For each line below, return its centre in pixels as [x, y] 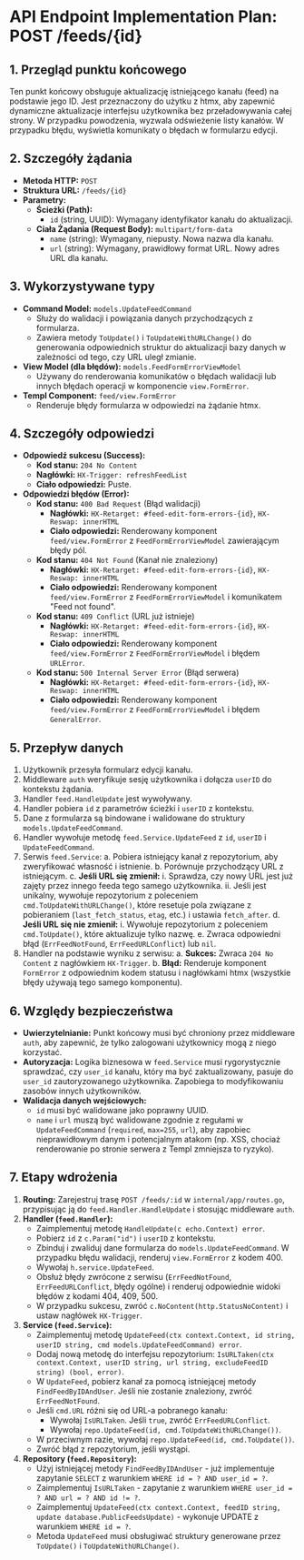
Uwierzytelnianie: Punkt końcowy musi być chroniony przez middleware [159, 1033]
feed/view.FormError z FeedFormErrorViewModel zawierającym [164, 541]
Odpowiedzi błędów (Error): [76, 494]
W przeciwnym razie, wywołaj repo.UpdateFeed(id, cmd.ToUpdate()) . [165, 1439]
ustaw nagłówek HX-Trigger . [89, 1315]
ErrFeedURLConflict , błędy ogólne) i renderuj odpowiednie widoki [158, 1286]
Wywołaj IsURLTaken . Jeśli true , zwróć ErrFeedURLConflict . [160, 1420]
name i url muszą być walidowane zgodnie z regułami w [139, 1120]
